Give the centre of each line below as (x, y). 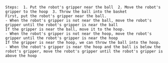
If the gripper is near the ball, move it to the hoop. (65, 29)
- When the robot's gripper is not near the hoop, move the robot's (78, 34)
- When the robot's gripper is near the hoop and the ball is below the (83, 47)
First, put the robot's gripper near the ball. (56, 16)
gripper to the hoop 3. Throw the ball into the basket (66, 12)
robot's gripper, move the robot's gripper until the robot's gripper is (84, 51)
